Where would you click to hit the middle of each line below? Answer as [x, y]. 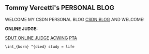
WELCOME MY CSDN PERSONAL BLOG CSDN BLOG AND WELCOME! [75, 19]
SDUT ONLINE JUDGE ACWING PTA [41, 38]
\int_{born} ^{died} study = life [40, 47]
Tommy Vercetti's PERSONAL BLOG [60, 8]
